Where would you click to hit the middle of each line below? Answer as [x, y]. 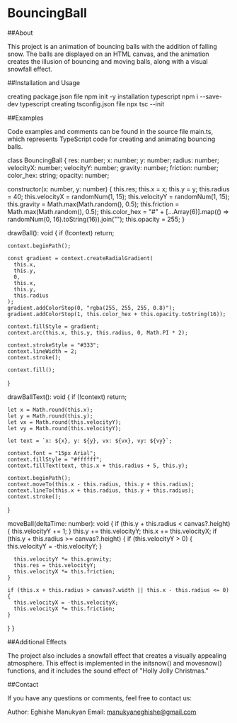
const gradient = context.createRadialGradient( [80, 258]
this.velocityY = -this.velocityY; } [55, 546]
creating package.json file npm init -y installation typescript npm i [103, 96]
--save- [211, 96]
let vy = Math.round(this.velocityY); [64, 428]
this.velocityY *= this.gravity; [63, 559]
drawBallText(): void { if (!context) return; [67, 397]
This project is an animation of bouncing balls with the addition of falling [112, 46]
